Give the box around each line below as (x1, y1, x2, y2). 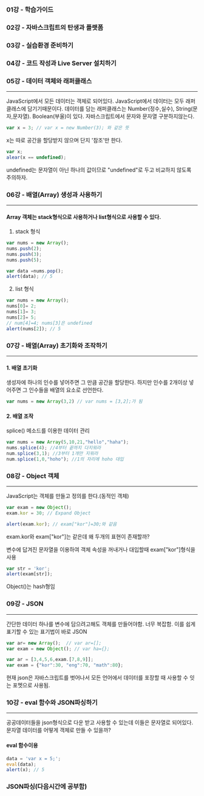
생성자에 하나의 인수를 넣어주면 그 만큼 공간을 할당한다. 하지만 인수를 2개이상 (6, 379, 188, 386)
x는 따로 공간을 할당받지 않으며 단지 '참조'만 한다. (6, 136, 123, 144)
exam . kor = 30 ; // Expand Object (6, 510, 91, 516)
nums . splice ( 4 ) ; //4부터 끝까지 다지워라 (6, 445, 101, 451)
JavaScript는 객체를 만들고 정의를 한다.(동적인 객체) (6, 492, 129, 499)
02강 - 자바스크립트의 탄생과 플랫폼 (6, 23, 104, 32)
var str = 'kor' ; (6, 566, 50, 572)
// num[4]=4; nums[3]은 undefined (6, 320, 92, 326)
